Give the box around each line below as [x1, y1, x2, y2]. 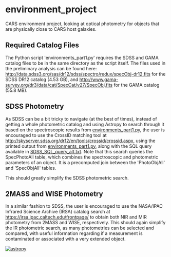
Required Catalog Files [5, 41, 80, 50]
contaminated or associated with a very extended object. [5, 236, 126, 242]
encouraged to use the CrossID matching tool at [5, 132, 107, 138]
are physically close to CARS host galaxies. [5, 26, 97, 32]
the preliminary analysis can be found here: [5, 65, 97, 71]
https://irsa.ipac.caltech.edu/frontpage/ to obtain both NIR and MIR [5, 214, 147, 220]
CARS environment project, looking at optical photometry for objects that [5, 21, 160, 27]
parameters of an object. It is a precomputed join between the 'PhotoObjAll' [5, 159, 165, 165]
